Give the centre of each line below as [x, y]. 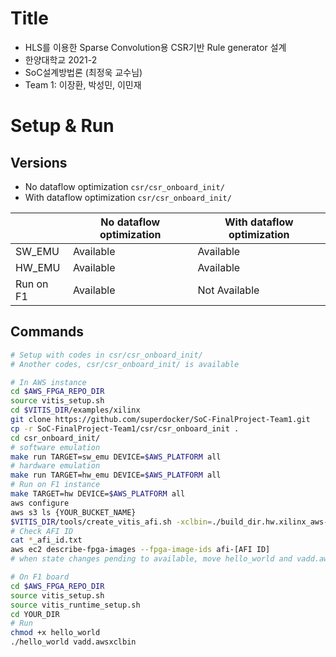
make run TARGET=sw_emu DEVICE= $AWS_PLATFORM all [116, 457]
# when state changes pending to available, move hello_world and [151, 559]
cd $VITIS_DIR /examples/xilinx [75, 410]
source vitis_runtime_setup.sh [75, 605]
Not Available [228, 290]
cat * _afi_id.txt [46, 540]
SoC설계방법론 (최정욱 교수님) [83, 72]
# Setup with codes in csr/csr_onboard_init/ [106, 355]
